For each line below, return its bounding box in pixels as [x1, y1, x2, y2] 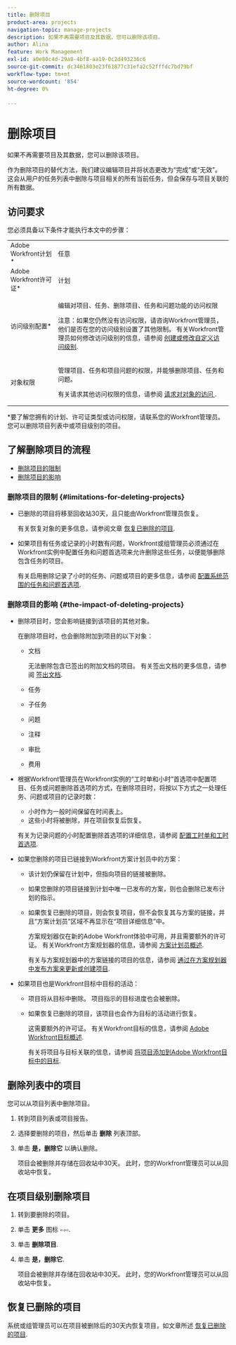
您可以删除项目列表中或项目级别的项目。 [7, 421, 124, 430]
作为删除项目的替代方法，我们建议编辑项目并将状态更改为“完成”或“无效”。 [7, 166, 221, 174]
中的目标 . [34, 1057, 61, 1065]
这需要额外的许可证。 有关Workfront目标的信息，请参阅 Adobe [27, 1024, 209, 1032]
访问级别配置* [10, 322, 52, 330]
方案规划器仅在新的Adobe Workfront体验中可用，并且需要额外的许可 [27, 932, 226, 940]
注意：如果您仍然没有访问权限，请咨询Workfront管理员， [58, 316, 223, 324]
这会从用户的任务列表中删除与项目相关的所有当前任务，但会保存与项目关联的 [7, 174, 229, 183]
